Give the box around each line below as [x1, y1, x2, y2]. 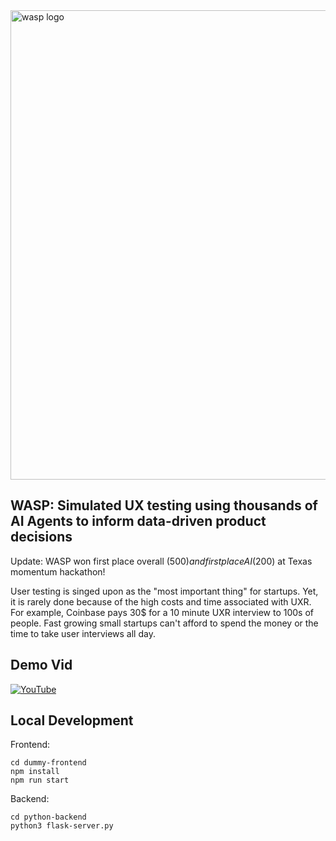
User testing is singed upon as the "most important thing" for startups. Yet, [10, 585, 319, 597]
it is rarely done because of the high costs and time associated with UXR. [10, 595, 312, 608]
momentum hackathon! [10, 565, 106, 578]
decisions [10, 529, 73, 546]
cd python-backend [10, 812, 87, 823]
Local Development [10, 712, 134, 729]
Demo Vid [10, 657, 73, 674]
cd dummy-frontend [10, 758, 87, 768]
